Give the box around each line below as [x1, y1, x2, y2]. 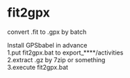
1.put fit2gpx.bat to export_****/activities [7, 48, 124, 57]
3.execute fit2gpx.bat [7, 63, 68, 71]
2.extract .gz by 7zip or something [7, 55, 106, 64]
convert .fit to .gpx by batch [7, 28, 87, 36]
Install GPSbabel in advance [7, 41, 88, 49]
